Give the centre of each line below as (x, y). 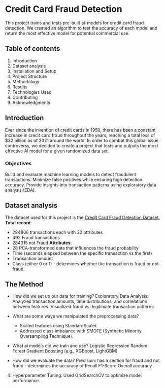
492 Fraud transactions (36, 237)
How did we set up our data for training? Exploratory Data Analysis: (80, 296)
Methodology (26, 81)
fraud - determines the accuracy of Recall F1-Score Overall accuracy (82, 366)
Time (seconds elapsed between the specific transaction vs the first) (82, 253)
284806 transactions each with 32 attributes (58, 232)
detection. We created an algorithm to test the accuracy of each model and (81, 28)
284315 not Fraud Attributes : (42, 243)
